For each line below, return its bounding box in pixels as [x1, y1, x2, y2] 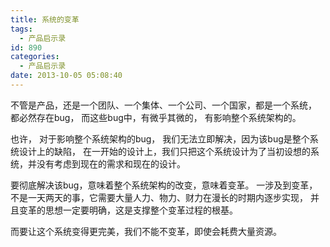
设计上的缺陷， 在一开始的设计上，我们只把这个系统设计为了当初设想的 [18, 145, 311, 157]
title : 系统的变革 [10, 14, 80, 25]
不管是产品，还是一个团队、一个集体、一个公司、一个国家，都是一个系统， [10, 99, 317, 111]
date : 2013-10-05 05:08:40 [10, 71, 123, 81]
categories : [10, 52, 60, 62]
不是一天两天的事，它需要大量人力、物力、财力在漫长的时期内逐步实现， [10, 191, 308, 203]
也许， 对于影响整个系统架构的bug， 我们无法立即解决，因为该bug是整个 [10, 132, 310, 145]
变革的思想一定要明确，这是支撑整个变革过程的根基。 [18, 204, 238, 216]
